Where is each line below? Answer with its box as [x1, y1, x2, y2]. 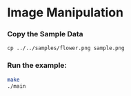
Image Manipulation [7, 5, 124, 21]
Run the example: [7, 60, 68, 70]
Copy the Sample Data [7, 29, 84, 39]
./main [7, 82, 26, 90]
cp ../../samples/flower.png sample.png [7, 45, 125, 52]
